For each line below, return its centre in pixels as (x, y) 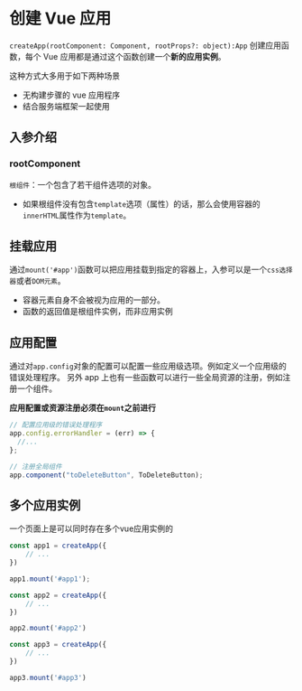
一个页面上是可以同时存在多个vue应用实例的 (92, 528)
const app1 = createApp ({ (58, 546)
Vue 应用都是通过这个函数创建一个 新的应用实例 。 (134, 56)
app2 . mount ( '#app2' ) (48, 629)
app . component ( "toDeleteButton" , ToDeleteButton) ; (106, 475)
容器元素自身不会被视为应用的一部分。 (93, 300)
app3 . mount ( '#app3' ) (48, 677)
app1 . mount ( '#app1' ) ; (50, 579)
